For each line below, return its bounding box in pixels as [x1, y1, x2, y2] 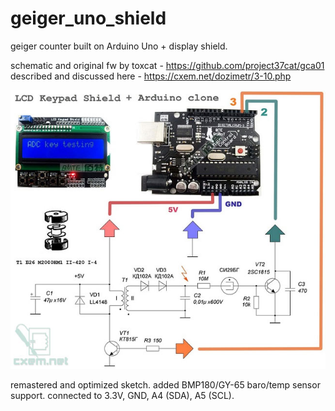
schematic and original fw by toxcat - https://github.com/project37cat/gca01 [10, 59, 325, 71]
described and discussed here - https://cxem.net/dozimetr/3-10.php [10, 70, 292, 82]
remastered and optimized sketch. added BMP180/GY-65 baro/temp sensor [10, 379, 321, 391]
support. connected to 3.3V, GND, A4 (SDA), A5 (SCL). [10, 390, 235, 402]
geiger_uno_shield [10, 7, 167, 30]
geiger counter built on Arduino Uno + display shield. [10, 40, 228, 52]
